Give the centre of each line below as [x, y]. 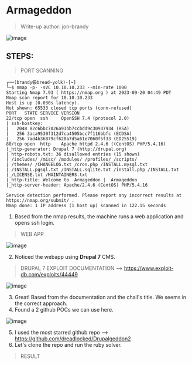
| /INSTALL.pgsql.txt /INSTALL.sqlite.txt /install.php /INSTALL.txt [93, 170]
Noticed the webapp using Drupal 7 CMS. [65, 256]
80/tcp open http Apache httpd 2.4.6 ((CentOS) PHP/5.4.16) [86, 144]
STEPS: [20, 56]
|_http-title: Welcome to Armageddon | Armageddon [72, 180]
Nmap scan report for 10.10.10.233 [49, 97]
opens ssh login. [34, 222]
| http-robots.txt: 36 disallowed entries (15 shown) [73, 154]
